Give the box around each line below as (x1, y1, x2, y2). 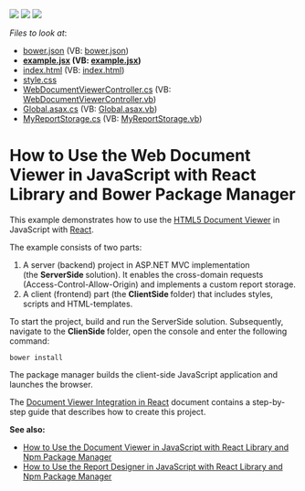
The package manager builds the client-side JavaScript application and (9, 368, 279, 379)
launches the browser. (9, 379, 93, 390)
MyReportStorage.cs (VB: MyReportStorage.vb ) (22, 113, 203, 123)
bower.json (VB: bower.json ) (22, 46, 130, 56)
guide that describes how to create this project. (27, 406, 206, 417)
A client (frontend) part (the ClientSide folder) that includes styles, (22, 288, 274, 299)
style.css (22, 74, 58, 85)
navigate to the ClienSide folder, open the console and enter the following (9, 326, 288, 336)
